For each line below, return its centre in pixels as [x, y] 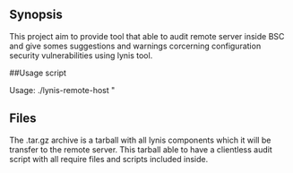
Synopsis [36, 15]
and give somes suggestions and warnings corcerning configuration [135, 46]
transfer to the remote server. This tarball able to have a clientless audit [141, 149]
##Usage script [38, 73]
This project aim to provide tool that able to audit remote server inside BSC [147, 36]
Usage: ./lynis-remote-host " [62, 90]
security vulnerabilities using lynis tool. [81, 55]
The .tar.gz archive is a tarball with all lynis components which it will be [140, 140]
